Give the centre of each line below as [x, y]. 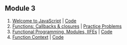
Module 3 [20, 8]
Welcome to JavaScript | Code [44, 20]
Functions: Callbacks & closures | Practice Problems [67, 26]
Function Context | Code [38, 37]
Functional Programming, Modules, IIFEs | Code [62, 31]
